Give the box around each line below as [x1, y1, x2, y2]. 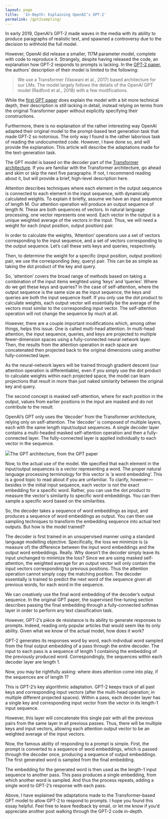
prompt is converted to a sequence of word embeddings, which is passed [5, 746, 158, 752]
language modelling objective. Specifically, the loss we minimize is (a [5, 539, 148, 545]
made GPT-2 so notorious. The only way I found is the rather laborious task [5, 134, 160, 140]
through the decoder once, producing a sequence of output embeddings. [5, 752, 157, 758]
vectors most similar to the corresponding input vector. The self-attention [5, 305, 157, 311]
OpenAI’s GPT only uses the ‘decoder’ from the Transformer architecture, [5, 414, 156, 420]
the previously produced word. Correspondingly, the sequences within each [5, 653, 162, 660]
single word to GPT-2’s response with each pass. [5, 783, 106, 789]
